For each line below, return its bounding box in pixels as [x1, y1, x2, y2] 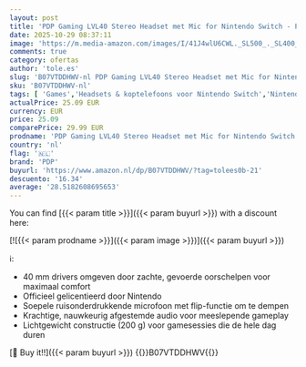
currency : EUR [9, 107, 64, 116]
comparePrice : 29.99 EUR [9, 124, 104, 133]
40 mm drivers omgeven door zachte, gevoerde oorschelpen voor [22, 271, 271, 282]
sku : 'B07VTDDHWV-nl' [9, 81, 92, 90]
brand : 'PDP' [9, 157, 59, 167]
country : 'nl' [9, 140, 64, 149]
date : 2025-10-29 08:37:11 [9, 30, 112, 39]
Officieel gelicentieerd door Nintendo [22, 291, 162, 301]
